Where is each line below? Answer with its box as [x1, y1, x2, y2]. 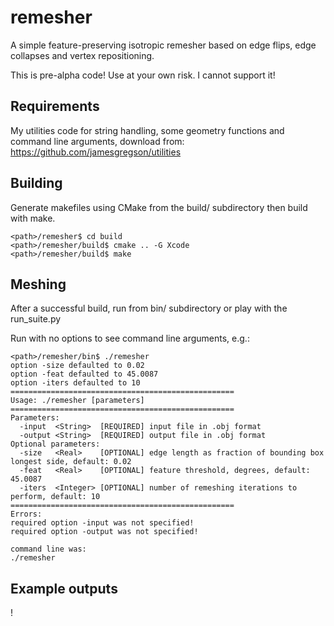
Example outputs [10, 580, 118, 597]
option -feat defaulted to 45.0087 [10, 369, 159, 380]
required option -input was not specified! [10, 518, 195, 528]
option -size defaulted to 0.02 [10, 361, 145, 371]
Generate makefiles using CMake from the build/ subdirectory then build [10, 201, 308, 213]
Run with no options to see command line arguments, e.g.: [10, 332, 250, 345]
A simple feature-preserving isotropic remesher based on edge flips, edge [10, 39, 317, 51]
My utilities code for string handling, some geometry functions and [10, 124, 285, 136]
